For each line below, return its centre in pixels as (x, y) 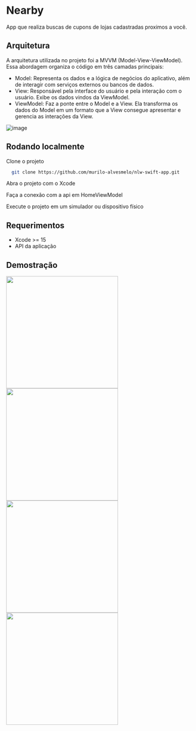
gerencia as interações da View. (54, 116)
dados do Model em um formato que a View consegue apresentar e (98, 110)
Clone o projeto (25, 161)
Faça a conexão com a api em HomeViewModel (65, 195)
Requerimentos (35, 225)
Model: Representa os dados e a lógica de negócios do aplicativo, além (102, 78)
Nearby (25, 10)
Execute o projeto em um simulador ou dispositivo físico (75, 206)
